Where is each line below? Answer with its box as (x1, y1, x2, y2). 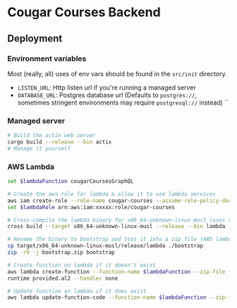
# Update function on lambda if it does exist (7, 288, 147, 295)
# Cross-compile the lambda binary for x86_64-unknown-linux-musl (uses (7, 216, 226, 223)
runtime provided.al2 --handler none (7, 275, 119, 282)
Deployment (7, 32, 63, 45)
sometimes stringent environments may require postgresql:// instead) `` (17, 98, 229, 107)
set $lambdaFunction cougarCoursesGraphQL (7, 178, 134, 185)
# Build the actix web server (7, 132, 97, 139)
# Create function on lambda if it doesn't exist (7, 261, 157, 268)
